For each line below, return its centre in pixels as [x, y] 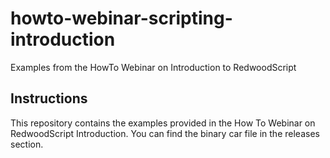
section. [27, 144]
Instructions [49, 98]
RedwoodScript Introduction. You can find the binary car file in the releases [165, 133]
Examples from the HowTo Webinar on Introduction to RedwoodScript [153, 67]
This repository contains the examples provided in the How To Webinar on [163, 123]
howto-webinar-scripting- [121, 18]
